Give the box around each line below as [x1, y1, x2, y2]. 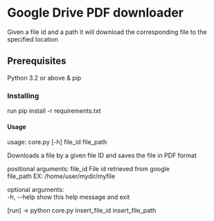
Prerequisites [7, 55, 66, 67]
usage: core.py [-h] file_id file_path [7, 138, 107, 146]
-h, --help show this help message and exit [7, 193, 130, 202]
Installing [7, 91, 39, 100]
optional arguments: [7, 186, 64, 194]
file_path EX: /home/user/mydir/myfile [7, 172, 116, 181]
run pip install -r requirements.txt [7, 107, 102, 115]
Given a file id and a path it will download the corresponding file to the [7, 28, 207, 36]
